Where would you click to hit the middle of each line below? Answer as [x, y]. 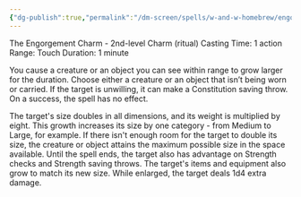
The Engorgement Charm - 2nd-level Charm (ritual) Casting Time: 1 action [146, 43]
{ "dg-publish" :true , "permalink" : [72, 17]
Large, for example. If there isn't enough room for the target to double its [143, 134]
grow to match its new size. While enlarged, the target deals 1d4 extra [138, 173]
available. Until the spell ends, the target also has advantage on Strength [143, 154]
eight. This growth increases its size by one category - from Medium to [140, 125]
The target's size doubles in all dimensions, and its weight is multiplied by [145, 116]
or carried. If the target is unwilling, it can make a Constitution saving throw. [149, 89]
